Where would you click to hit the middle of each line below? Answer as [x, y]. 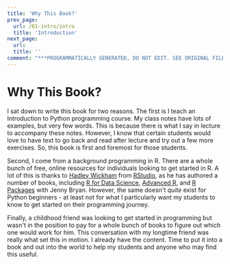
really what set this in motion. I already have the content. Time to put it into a [115, 239]
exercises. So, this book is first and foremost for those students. [97, 147]
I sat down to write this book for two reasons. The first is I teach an [101, 111]
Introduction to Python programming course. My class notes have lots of [109, 118]
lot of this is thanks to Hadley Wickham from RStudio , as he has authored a [113, 175]
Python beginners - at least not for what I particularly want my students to [111, 197]
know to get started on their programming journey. [78, 204]
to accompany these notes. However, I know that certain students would [109, 133]
